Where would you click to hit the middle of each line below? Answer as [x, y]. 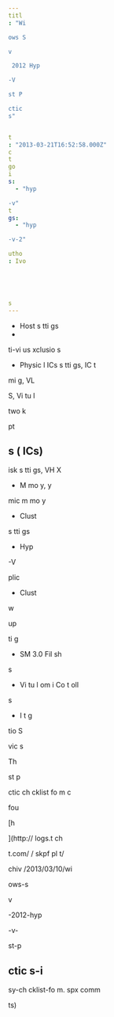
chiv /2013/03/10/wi [40, 869]
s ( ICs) [26, 451]
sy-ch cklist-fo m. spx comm [54, 990]
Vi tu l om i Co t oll [49, 685]
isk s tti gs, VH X [35, 470]
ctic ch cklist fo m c [40, 792]
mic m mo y [27, 501]
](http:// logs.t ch [35, 838]
